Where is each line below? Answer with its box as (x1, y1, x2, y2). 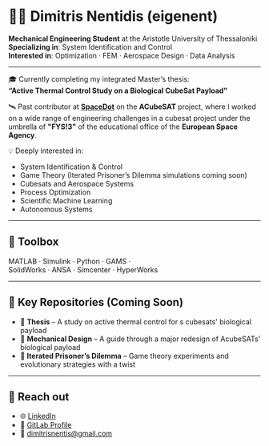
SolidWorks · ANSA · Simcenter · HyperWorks (8, 264, 159, 275)
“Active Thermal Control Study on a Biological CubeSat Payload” (8, 86, 228, 95)
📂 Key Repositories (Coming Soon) (8, 295, 184, 309)
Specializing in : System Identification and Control (8, 42, 173, 51)
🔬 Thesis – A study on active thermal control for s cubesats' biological (19, 316, 252, 327)
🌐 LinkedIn (19, 412, 56, 421)
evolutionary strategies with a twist (19, 360, 136, 369)
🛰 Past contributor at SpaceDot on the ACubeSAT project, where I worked (8, 102, 256, 111)
